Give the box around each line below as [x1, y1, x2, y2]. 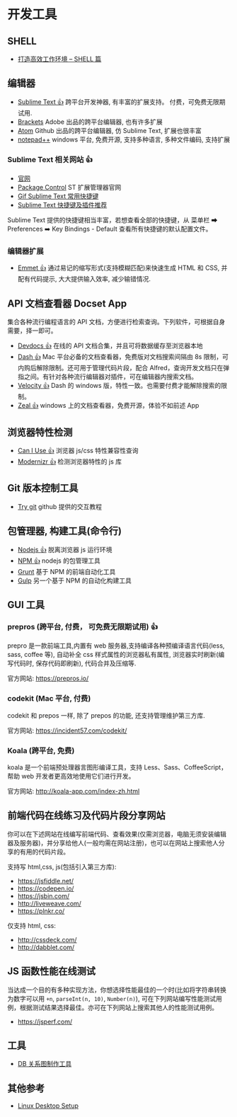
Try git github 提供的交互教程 [17, 502, 103, 510]
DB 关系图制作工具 [17, 1060, 72, 1068]
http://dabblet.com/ [17, 943, 75, 951]
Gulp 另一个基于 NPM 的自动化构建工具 [17, 576, 132, 585]
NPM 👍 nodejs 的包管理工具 [17, 556, 100, 565]
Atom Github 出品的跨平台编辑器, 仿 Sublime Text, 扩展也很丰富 [17, 126, 202, 134]
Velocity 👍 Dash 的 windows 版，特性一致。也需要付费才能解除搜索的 [17, 382, 221, 390]
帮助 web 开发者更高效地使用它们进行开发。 [7, 772, 135, 780]
